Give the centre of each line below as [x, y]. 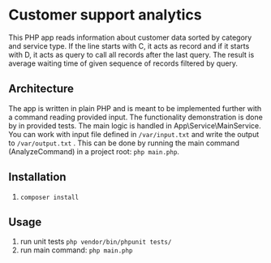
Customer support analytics [105, 15]
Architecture [41, 89]
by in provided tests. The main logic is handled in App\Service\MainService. [135, 125]
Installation [37, 177]
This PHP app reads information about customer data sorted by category [130, 37]
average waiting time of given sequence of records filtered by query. [123, 63]
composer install [49, 197]
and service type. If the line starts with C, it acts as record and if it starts [129, 45]
